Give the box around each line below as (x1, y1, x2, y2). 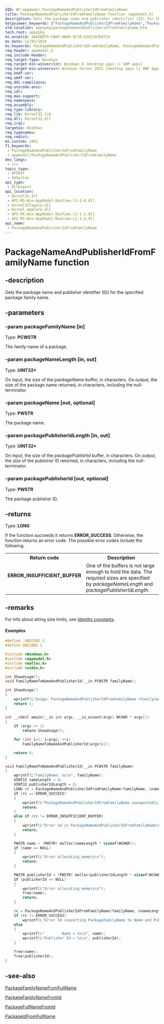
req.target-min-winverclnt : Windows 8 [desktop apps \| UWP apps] (5, 62, 143, 67)
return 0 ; (14, 750, 34, 756)
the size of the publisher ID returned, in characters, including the (5, 458, 135, 464)
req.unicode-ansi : (5, 84, 42, 89)
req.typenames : (5, 130, 36, 135)
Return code (29, 555, 60, 561)
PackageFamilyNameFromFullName (5, 985, 77, 991)
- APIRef (7, 171, 25, 176)
